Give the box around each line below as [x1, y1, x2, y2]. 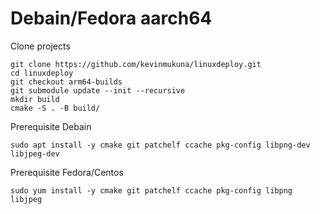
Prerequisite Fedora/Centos [10, 166, 124, 178]
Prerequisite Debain [10, 120, 92, 132]
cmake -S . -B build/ [10, 103, 101, 113]
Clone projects [10, 40, 71, 52]
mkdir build [10, 94, 60, 104]
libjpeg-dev [10, 148, 60, 159]
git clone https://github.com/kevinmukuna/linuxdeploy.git [10, 59, 262, 69]
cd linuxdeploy [10, 68, 74, 78]
